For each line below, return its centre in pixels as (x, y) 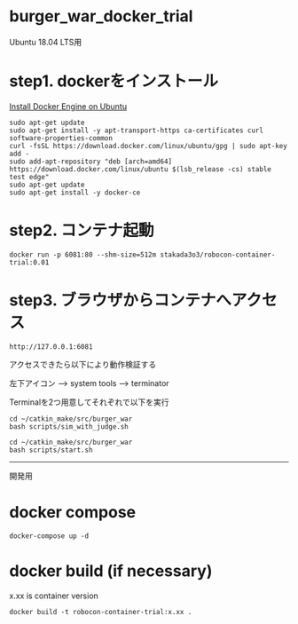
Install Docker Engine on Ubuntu (68, 106)
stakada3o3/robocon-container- (218, 255)
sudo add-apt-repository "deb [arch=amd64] (91, 162)
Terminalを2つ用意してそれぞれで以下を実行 (90, 402)
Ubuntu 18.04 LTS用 (46, 42)
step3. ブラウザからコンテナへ (121, 300)
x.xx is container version (54, 596)
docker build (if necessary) (111, 571)
